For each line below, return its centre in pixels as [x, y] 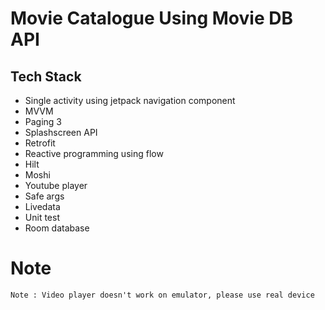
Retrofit [40, 143]
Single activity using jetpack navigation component [130, 100]
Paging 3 [43, 121]
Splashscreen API [61, 132]
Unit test [42, 217]
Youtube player [56, 185]
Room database [57, 228]
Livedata [42, 206]
